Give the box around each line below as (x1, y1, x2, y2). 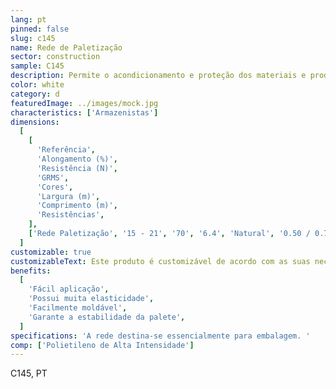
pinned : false (10, 24, 70, 34)
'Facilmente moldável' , (28, 303, 128, 313)
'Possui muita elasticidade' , (28, 294, 155, 304)
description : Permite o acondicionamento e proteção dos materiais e (10, 71, 307, 81)
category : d (10, 89, 60, 99)
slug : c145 (10, 33, 56, 43)
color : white (10, 80, 65, 90)
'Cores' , (36, 182, 74, 192)
